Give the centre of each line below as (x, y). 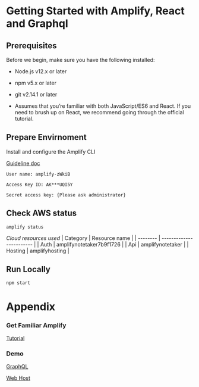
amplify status (25, 227)
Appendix (31, 306)
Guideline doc (23, 163)
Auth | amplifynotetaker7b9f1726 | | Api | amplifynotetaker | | (114, 244)
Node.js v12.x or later (41, 71)
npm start (18, 283)
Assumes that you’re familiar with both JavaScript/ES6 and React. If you (103, 106)
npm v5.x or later (35, 83)
